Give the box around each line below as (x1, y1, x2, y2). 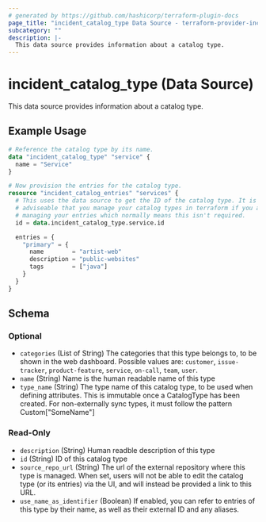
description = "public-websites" (28, 255, 140, 263)
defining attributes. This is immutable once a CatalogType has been (19, 390, 240, 401)
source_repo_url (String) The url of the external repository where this (19, 462, 245, 472)
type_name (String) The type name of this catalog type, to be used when (19, 382, 253, 392)
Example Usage (8, 125, 87, 138)
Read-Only (8, 428, 51, 439)
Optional (8, 330, 42, 341)
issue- (217, 359, 239, 367)
